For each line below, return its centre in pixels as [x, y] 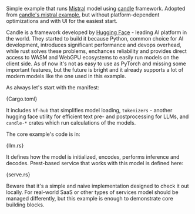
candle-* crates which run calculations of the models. [71, 123]
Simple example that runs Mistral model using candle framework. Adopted [96, 9]
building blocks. [25, 205]
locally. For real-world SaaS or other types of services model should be [92, 192]
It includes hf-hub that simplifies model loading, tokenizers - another [89, 110]
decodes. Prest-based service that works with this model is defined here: [95, 163]
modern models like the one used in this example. [66, 76]
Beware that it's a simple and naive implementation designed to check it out [97, 186]
